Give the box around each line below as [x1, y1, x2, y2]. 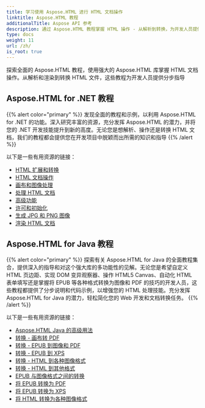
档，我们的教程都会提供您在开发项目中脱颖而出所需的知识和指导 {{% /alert [6, 134, 193, 141]
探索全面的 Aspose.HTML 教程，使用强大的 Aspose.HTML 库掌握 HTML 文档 [6, 66, 198, 73]
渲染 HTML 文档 [15, 219, 56, 226]
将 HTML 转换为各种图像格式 [15, 395, 87, 403]
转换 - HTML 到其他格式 [15, 365, 76, 372]
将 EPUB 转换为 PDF [15, 380, 66, 387]
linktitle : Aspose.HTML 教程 [6, 15, 79, 21]
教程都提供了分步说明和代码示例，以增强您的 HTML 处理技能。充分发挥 [11, 287, 190, 294]
